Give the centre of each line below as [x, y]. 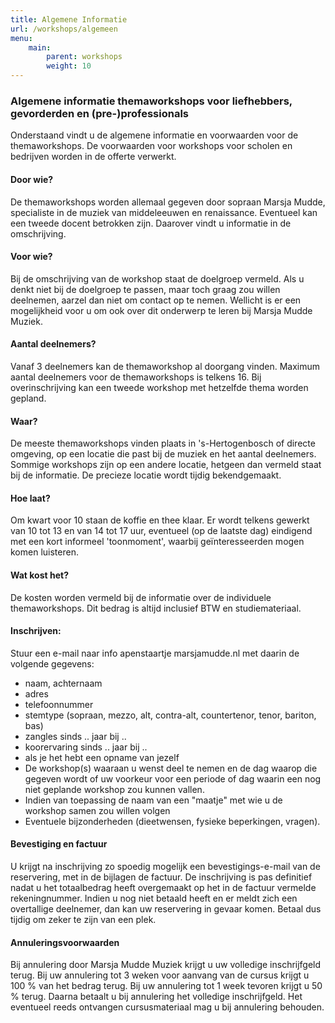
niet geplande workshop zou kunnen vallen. [114, 789]
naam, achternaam [63, 683]
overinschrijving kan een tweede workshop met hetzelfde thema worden [159, 387]
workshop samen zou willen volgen [97, 810]
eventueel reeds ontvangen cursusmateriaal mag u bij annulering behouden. [167, 1007]
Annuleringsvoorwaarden [65, 942]
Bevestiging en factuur [59, 844]
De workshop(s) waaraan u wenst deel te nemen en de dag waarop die [171, 768]
